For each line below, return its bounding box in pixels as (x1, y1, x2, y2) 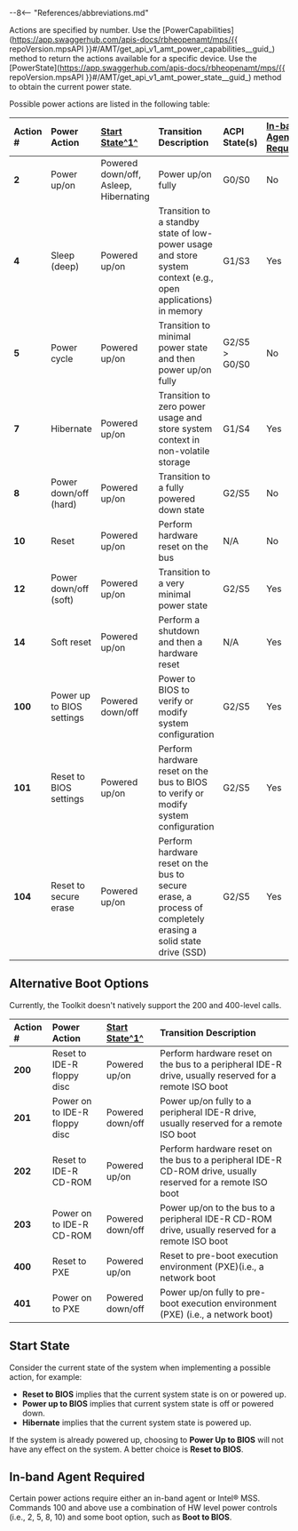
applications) (158, 293, 213, 306)
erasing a (158, 924, 198, 936)
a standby (158, 216, 200, 228)
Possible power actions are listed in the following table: (9, 99, 210, 109)
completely (158, 913, 206, 925)
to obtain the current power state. (9, 82, 132, 92)
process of (158, 902, 204, 914)
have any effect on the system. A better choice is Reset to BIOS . (9, 1444, 244, 1455)
